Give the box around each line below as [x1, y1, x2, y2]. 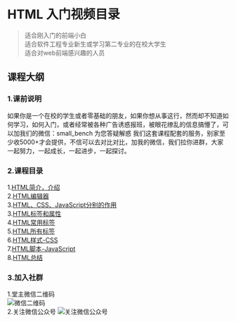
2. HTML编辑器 [7, 191, 49, 200]
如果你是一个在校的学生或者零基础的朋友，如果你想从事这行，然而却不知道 [7, 111, 223, 120]
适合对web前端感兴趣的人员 [24, 49, 105, 57]
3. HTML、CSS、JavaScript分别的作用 [7, 200, 117, 209]
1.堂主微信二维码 [7, 290, 55, 299]
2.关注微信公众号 [7, 307, 56, 316]
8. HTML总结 [7, 253, 44, 262]
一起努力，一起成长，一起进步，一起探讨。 [7, 146, 131, 155]
